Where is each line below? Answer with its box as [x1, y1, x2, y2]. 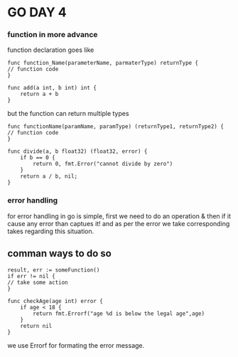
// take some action [7, 279, 69, 286]
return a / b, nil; [20, 173, 78, 180]
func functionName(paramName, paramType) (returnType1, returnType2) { [7, 123, 224, 130]
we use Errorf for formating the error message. [7, 341, 145, 349]
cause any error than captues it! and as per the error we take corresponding [7, 219, 230, 228]
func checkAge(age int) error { [7, 297, 103, 304]
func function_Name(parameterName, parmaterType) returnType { [7, 60, 199, 67]
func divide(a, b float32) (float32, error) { [7, 148, 148, 155]
